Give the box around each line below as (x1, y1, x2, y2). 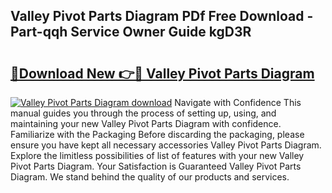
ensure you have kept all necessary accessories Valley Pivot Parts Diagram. (10, 139, 322, 151)
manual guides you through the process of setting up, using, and (10, 107, 277, 119)
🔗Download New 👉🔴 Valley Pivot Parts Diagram (10, 65, 315, 82)
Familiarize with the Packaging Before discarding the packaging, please (10, 129, 305, 140)
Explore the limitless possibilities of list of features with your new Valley (10, 150, 305, 161)
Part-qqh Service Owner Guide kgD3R (10, 24, 252, 41)
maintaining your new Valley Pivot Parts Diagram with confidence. (10, 118, 282, 129)
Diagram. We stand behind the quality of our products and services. (10, 171, 290, 183)
